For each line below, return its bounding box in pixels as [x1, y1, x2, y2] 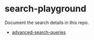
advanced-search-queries [11, 29, 66, 35]
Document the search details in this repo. [4, 19, 89, 25]
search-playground [4, 3, 87, 14]
